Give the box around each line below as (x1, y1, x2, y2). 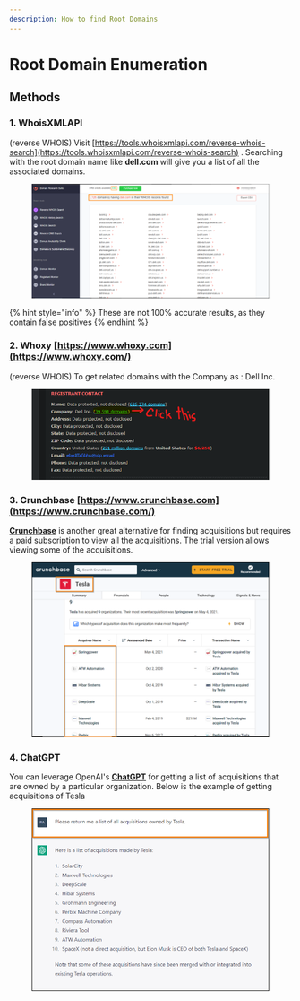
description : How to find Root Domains (9, 14, 159, 23)
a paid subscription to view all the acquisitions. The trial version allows (9, 535, 270, 546)
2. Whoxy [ (9, 339, 58, 352)
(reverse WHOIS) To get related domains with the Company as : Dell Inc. (9, 370, 276, 381)
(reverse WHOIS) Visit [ (9, 137, 96, 148)
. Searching (240, 146, 284, 157)
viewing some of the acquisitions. (9, 544, 133, 555)
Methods (9, 90, 61, 105)
